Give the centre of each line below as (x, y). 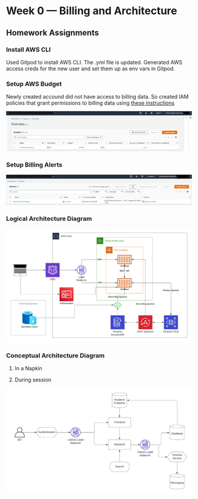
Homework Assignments (52, 33)
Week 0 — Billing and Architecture (92, 11)
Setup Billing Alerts (34, 165)
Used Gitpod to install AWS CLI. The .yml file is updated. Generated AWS (94, 62)
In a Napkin (28, 368)
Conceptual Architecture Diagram (55, 356)
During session (33, 380)
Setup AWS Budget (34, 84)
